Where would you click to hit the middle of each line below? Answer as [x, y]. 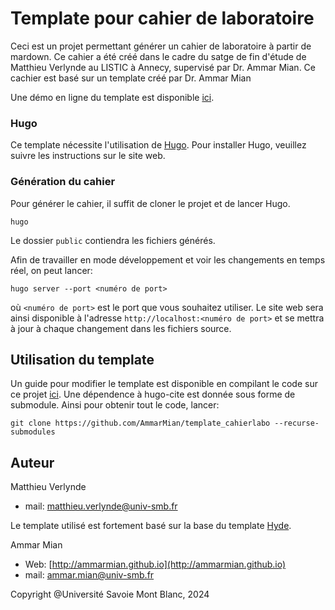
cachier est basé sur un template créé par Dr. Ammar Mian [131, 78]
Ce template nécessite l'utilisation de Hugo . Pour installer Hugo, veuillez [158, 145]
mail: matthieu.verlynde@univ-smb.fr [101, 506]
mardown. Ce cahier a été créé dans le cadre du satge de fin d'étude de [158, 56]
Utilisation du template [82, 359]
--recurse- [297, 423]
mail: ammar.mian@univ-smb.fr [89, 575]
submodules [33, 432]
